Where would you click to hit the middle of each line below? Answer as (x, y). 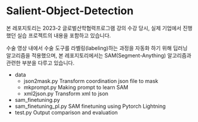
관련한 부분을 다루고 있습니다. (40, 63)
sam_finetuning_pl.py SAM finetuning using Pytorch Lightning (90, 106)
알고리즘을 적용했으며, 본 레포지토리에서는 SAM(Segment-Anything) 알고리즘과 (99, 55)
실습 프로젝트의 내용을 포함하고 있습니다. (64, 35)
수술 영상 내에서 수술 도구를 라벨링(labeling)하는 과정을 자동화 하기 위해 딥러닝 (97, 48)
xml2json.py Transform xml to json (66, 94)
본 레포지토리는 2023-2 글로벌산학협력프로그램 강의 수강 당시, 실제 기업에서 (94, 28)
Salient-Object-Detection (70, 11)
